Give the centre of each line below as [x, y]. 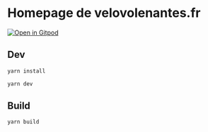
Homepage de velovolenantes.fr [104, 13]
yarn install [27, 71]
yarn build [23, 122]
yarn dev [20, 84]
